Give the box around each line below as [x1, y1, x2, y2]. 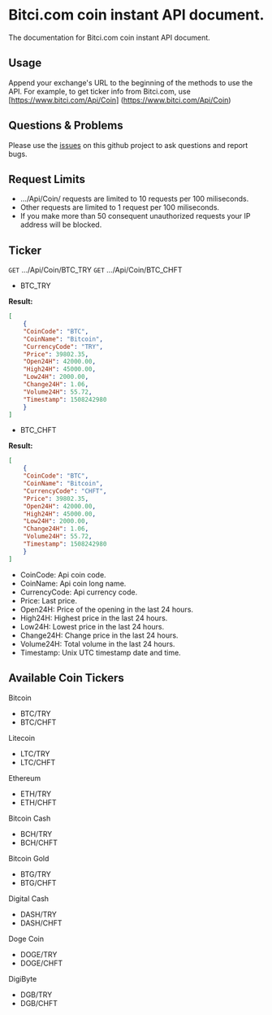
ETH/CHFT [19, 797, 57, 807]
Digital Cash [8, 893, 50, 904]
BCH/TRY [19, 829, 53, 839]
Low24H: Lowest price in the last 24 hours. [19, 621, 165, 631]
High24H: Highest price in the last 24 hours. [19, 612, 168, 623]
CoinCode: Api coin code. [19, 569, 107, 579]
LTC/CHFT [19, 757, 56, 767]
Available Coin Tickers [8, 671, 124, 685]
